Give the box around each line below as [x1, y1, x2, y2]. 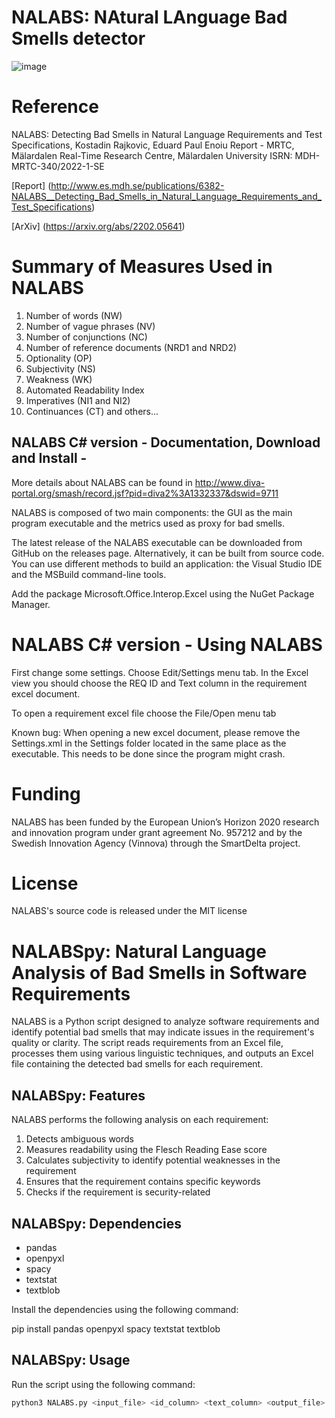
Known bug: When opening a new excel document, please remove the [11, 726, 301, 738]
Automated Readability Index [25, 384, 145, 396]
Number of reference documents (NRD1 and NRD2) [25, 341, 238, 353]
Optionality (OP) [25, 352, 93, 364]
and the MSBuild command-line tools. [11, 568, 167, 580]
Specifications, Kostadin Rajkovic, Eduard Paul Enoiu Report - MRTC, [11, 139, 295, 151]
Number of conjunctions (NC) [25, 331, 148, 343]
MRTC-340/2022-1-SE [11, 160, 105, 172]
